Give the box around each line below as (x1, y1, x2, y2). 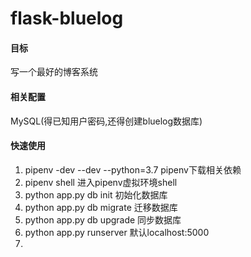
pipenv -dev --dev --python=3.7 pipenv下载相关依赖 (24, 163, 242, 176)
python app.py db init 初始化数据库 (24, 188, 168, 201)
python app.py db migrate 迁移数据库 (24, 201, 178, 213)
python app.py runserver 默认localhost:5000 (24, 226, 210, 238)
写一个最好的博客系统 (10, 66, 98, 78)
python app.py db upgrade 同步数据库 (24, 213, 182, 226)
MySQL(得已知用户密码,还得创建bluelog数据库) (10, 115, 203, 127)
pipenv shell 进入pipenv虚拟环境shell (24, 176, 178, 188)
